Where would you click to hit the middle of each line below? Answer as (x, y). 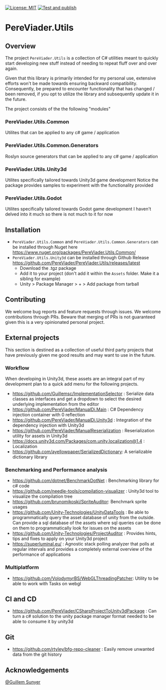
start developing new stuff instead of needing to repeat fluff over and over (81, 63)
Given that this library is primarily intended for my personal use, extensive (81, 78)
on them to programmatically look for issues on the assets (72, 528)
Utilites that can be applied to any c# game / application (62, 133)
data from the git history (37, 654)
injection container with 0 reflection (49, 414)
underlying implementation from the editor (56, 404)
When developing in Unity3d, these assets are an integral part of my (75, 379)
